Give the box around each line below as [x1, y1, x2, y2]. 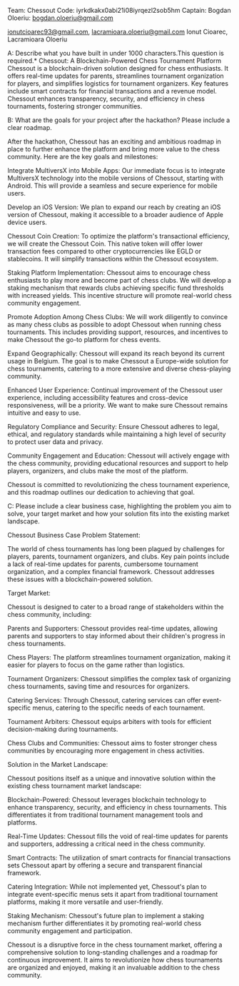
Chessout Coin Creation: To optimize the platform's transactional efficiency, [7, 232, 230, 240]
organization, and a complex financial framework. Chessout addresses [7, 568, 215, 575]
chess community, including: [7, 610, 92, 618]
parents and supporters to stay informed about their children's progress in [7, 632, 225, 640]
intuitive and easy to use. [7, 408, 81, 417]
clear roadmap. [7, 124, 52, 131]
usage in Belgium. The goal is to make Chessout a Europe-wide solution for [7, 357, 229, 365]
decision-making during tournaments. [7, 725, 118, 733]
